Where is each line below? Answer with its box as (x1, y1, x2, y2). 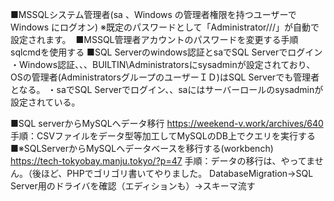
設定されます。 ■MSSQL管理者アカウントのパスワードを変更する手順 (10, 34, 299, 45)
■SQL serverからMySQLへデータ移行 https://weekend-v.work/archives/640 (10, 118, 324, 129)
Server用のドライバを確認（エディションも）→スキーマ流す (10, 180, 256, 192)
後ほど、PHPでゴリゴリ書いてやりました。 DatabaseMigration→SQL (31, 168, 314, 179)
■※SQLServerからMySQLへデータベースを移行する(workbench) (10, 143, 274, 154)
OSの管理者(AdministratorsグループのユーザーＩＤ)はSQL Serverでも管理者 (10, 71, 320, 83)
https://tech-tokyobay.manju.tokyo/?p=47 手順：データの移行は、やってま (10, 155, 315, 167)
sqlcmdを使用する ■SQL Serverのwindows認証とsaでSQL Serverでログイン (10, 46, 323, 58)
